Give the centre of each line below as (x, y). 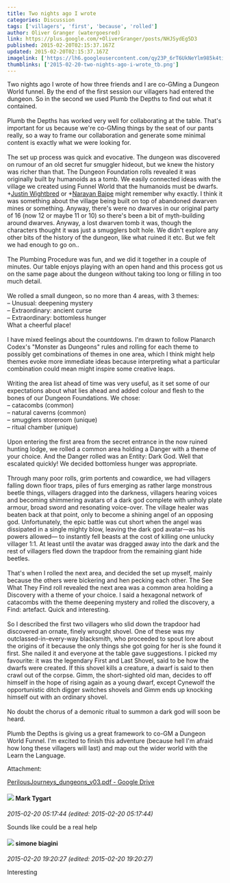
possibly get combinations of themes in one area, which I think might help (111, 354)
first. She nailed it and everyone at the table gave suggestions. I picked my (112, 653)
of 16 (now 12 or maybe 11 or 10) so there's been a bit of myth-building (106, 215)
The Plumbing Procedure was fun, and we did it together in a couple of (107, 259)
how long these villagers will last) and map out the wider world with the (107, 748)
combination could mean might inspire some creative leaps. (91, 369)
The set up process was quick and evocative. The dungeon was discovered (114, 157)
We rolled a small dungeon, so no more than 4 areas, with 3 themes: (103, 295)
